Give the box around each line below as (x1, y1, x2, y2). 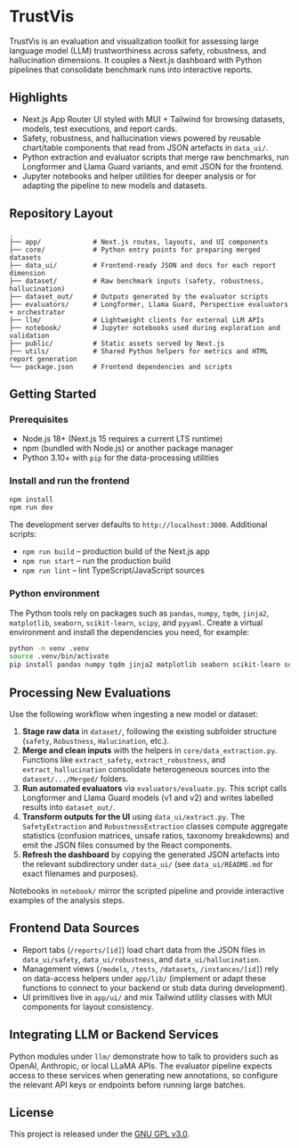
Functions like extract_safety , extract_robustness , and (21, 755, 226, 765)
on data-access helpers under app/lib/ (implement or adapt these (21, 972, 267, 983)
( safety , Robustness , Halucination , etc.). (21, 736, 170, 747)
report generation (9, 354, 77, 363)
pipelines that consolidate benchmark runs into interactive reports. (9, 64, 254, 75)
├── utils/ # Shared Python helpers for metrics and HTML (9, 346, 269, 356)
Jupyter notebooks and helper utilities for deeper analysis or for (21, 170, 256, 181)
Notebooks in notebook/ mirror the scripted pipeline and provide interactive (9, 886, 285, 896)
